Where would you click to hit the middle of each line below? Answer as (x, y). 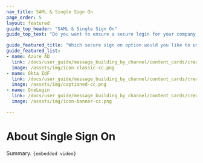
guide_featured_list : (34, 51)
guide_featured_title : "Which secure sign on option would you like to (98, 45)
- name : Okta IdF (28, 73)
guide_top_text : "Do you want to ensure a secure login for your (90, 34)
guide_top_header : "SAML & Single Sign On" (62, 29)
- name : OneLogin (28, 90)
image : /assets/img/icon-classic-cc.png (63, 68)
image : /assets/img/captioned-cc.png (59, 85)
